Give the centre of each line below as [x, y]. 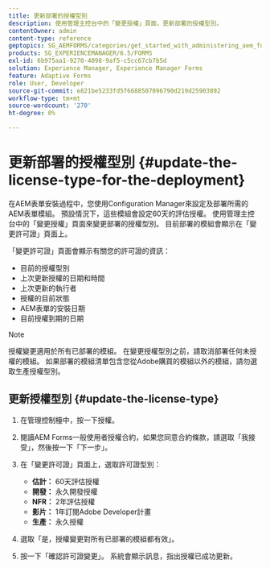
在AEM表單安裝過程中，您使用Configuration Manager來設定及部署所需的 [129, 203]
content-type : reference [50, 38]
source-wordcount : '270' [50, 106]
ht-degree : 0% [32, 114]
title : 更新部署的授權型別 [48, 16]
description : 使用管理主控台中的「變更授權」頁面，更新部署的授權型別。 [116, 23]
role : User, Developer [46, 83]
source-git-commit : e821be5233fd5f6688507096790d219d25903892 [115, 91]
